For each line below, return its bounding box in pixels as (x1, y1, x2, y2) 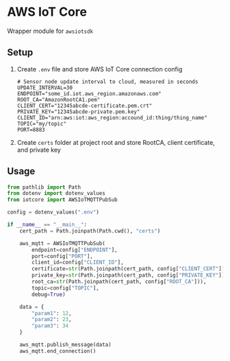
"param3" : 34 (31, 323, 69, 329)
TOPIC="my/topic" (16, 120, 67, 127)
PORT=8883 (16, 126, 46, 133)
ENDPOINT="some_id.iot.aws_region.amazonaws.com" (16, 90, 162, 97)
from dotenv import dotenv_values (7, 190, 106, 197)
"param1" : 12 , (31, 310, 72, 316)
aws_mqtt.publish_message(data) (19, 341, 112, 349)
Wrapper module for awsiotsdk (7, 27, 94, 35)
